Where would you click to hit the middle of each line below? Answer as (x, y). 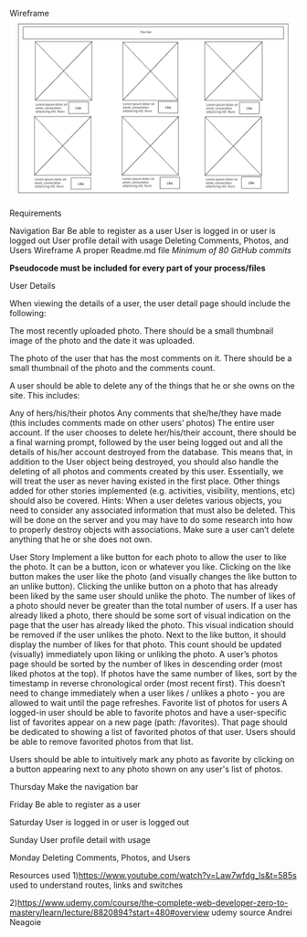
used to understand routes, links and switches (96, 885)
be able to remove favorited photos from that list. (101, 741)
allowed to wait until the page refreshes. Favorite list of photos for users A (148, 702)
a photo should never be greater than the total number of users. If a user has (153, 605)
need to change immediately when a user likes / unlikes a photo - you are (147, 693)
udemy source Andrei (252, 912)
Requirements (36, 213)
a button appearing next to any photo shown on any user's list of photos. (146, 769)
